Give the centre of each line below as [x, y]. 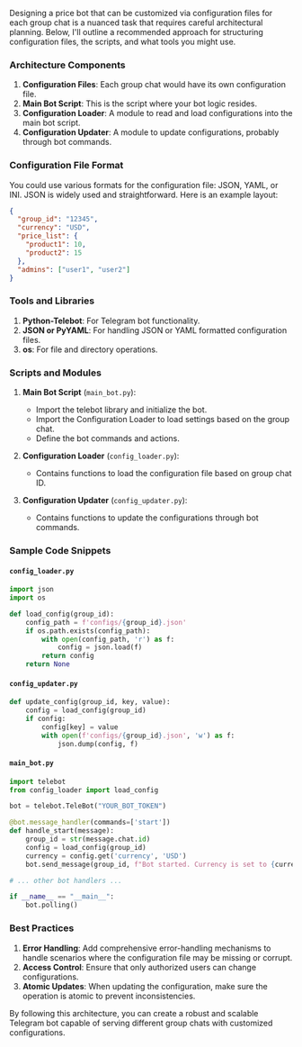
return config [68, 656]
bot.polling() [52, 905]
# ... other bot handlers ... [66, 880]
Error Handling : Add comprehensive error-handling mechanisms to [147, 948]
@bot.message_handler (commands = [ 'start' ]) [90, 823]
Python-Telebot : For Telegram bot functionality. [111, 320]
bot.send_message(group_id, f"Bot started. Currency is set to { [151, 864]
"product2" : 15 [54, 253]
